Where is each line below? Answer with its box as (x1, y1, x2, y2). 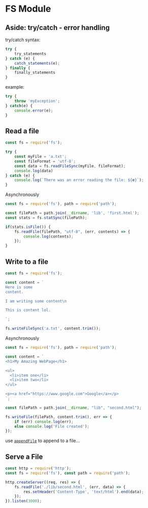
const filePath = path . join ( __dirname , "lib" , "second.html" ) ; (5, 405, 142, 410)
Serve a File (5, 452, 43, 461)
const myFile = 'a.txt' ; (14, 154, 67, 159)
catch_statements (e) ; (14, 60, 60, 66)
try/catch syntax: (5, 37, 41, 43)
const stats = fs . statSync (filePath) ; (5, 215, 87, 220)
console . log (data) (14, 168, 53, 173)
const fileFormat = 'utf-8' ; (14, 158, 76, 164)
